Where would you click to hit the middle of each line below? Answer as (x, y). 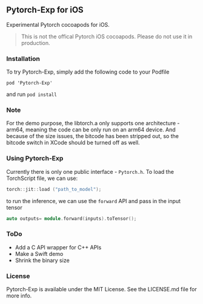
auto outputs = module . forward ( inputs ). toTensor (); (72, 218)
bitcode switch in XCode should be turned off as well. (73, 143)
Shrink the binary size (42, 260)
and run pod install (32, 94)
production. (35, 43)
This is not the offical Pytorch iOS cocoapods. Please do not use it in (107, 36)
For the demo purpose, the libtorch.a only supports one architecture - (93, 123)
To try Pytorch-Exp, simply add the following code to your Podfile (88, 72)
